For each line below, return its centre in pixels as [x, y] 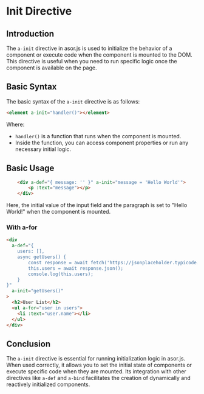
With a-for [22, 228]
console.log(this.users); [61, 274]
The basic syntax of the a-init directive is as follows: [73, 101]
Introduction [30, 34]
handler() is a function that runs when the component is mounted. [98, 136]
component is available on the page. [52, 68]
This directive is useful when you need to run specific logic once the [92, 61]
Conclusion [29, 344]
